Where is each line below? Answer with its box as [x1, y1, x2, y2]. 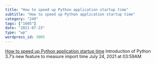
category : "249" [5, 16, 38, 21]
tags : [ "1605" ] [5, 21, 36, 26]
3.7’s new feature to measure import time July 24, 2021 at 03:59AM [5, 53, 142, 59]
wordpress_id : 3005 [5, 35, 45, 40]
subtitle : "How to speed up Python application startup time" [5, 12, 135, 17]
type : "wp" [5, 30, 28, 35]
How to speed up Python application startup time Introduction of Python [5, 48, 151, 54]
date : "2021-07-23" [5, 26, 45, 31]
